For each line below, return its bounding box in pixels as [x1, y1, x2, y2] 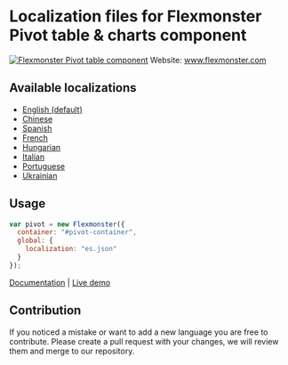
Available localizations [9, 80, 137, 95]
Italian [21, 151, 45, 162]
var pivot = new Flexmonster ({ [9, 220, 125, 229]
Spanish [21, 123, 52, 134]
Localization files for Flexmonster [9, 6, 262, 27]
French [21, 132, 49, 143]
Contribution [9, 303, 82, 318]
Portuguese [21, 160, 65, 171]
